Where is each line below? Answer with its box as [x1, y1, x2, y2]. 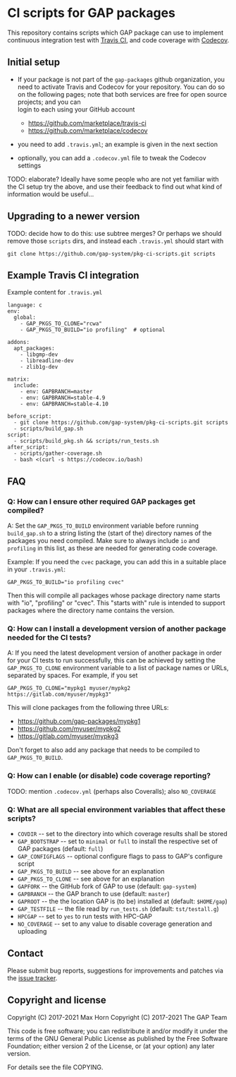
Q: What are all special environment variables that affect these [7, 804, 225, 814]
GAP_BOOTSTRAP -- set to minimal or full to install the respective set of [17, 837, 218, 845]
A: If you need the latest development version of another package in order [7, 648, 222, 657]
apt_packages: [13, 345, 55, 352]
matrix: [7, 376, 30, 383]
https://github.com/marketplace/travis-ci [27, 119, 147, 127]
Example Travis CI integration [7, 269, 139, 281]
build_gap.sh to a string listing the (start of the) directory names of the [7, 529, 213, 537]
